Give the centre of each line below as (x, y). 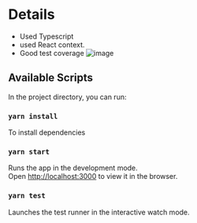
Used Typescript (46, 36)
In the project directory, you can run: (67, 97)
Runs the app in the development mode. (73, 168)
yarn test (27, 196)
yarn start (29, 152)
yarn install (33, 116)
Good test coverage (52, 53)
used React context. (52, 44)
